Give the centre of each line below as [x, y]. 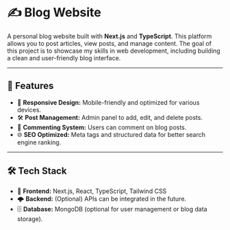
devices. [29, 110]
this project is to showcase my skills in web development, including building [114, 51]
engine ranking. [39, 142]
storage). [30, 218]
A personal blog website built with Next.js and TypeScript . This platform [110, 36]
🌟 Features [30, 86]
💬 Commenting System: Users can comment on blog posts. [102, 127]
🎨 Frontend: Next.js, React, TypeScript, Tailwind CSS [92, 191]
